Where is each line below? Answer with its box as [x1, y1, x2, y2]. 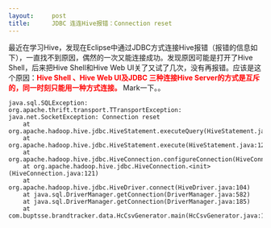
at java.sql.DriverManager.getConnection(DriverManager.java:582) [23, 190, 251, 198]
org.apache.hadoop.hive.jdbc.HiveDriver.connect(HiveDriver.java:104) [8, 183, 251, 192]
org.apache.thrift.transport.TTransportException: [8, 106, 182, 114]
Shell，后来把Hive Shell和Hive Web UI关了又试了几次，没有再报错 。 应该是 [8, 62, 255, 73]
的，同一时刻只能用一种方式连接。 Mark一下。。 [8, 82, 165, 93]
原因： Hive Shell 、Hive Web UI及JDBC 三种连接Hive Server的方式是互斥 [15, 73, 261, 82]
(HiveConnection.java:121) [8, 169, 99, 177]
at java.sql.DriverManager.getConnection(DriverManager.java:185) [23, 197, 251, 205]
